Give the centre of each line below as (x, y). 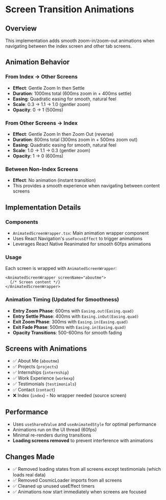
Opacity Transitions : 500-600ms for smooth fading (67, 332)
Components (22, 222)
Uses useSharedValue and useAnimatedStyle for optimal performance (85, 424)
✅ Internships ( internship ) (41, 372)
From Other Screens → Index (42, 123)
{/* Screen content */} (35, 282)
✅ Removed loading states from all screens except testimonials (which (87, 469)
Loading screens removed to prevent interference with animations (83, 441)
